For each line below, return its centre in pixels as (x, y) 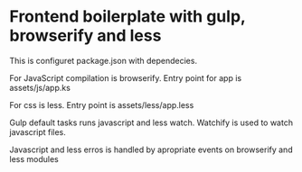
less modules (34, 158)
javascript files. (38, 131)
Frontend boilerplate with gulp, (127, 17)
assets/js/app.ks (40, 87)
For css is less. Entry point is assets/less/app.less (102, 104)
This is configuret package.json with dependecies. (103, 60)
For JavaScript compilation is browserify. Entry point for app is (126, 77)
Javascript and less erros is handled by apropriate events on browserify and (151, 149)
